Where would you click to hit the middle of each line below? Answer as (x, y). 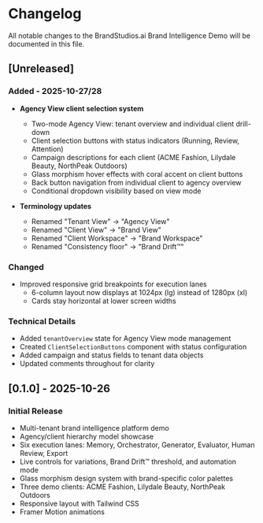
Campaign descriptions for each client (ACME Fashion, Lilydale (133, 157)
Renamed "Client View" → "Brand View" (96, 230)
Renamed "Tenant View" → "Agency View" (100, 221)
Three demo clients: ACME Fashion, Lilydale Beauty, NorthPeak (122, 487)
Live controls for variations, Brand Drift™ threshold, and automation (128, 461)
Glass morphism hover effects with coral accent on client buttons (137, 174)
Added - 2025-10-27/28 (55, 92)
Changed (26, 267)
